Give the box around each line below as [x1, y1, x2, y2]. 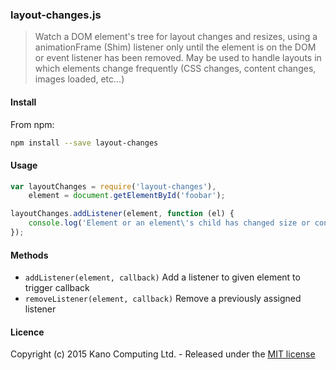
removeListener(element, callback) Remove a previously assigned [24, 293, 302, 305]
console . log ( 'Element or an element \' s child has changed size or [28, 218, 311, 228]
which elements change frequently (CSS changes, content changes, [34, 63, 317, 75]
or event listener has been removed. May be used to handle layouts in [34, 52, 322, 64]
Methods [10, 249, 49, 261]
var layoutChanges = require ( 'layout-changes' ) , [10, 181, 217, 192]
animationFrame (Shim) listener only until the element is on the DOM [34, 41, 317, 53]
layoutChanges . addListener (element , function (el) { [10, 209, 235, 219]
